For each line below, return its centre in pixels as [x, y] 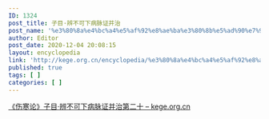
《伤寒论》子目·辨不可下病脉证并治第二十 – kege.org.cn [99, 106]
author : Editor [34, 38]
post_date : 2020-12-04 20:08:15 [62, 46]
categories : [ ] [35, 82]
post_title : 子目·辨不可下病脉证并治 [64, 23]
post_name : [26, 30]
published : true [35, 68]
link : [17, 61]
